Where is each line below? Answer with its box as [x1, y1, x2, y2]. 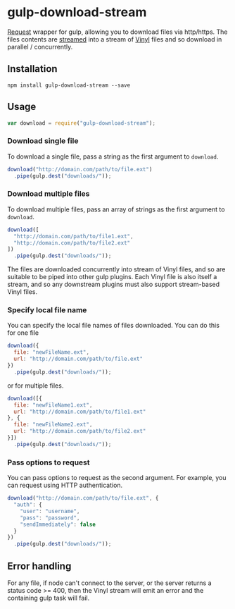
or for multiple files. [7, 381, 64, 390]
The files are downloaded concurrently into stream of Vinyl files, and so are [7, 265, 226, 273]
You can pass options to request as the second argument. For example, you [7, 474, 227, 482]
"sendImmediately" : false [20, 521, 96, 528]
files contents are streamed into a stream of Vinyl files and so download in [7, 35, 222, 43]
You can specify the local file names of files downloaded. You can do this [7, 321, 220, 330]
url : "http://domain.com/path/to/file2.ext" [13, 428, 146, 435]
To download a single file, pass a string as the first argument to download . [7, 152, 219, 161]
